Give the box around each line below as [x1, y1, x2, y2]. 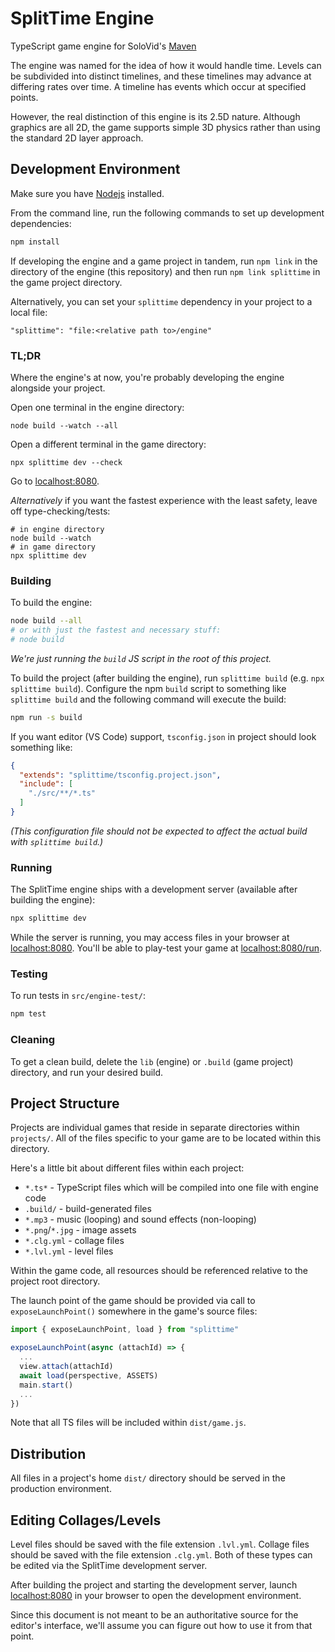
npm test [10, 1009, 47, 1019]
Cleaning [10, 1033, 56, 1047]
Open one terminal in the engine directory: [10, 401, 185, 413]
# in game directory [10, 542, 97, 552]
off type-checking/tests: [10, 505, 111, 517]
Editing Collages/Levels [10, 1512, 162, 1529]
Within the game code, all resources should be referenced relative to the [10, 1265, 308, 1277]
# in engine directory [10, 524, 105, 534]
